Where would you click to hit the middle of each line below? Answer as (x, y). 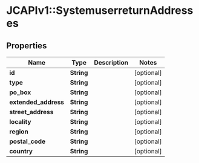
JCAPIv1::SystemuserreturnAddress (100, 11)
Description (111, 62)
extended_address (37, 102)
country (21, 151)
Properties (27, 46)
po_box (20, 92)
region (19, 132)
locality (20, 122)
